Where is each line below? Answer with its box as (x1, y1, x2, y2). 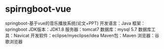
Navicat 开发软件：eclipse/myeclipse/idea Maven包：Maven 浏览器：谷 (13, 32, 160, 38)
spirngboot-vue (5, 3, 72, 15)
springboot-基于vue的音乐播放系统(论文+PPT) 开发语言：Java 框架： (5, 20, 146, 26)
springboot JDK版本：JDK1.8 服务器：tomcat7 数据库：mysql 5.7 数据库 (5, 26, 152, 32)
